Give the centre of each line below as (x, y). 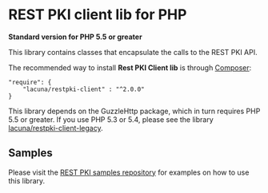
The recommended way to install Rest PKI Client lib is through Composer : (130, 67)
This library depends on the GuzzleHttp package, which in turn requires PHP (134, 111)
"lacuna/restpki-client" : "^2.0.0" (84, 89)
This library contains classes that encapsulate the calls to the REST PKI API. (133, 52)
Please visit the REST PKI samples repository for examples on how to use (129, 172)
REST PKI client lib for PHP (98, 15)
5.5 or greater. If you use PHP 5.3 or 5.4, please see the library (111, 119)
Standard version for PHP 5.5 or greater (75, 37)
